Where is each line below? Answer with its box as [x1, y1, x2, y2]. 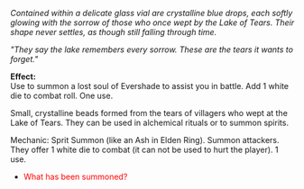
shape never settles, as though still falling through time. [10, 27, 217, 37]
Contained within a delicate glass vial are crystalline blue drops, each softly [10, 8, 293, 18]
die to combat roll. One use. [10, 90, 114, 101]
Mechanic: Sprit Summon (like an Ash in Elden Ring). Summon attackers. [10, 135, 280, 145]
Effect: [10, 71, 37, 82]
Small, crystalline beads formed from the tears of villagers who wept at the [10, 108, 288, 118]
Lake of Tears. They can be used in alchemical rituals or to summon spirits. [10, 117, 290, 128]
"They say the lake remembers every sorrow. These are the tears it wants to [10, 44, 294, 55]
